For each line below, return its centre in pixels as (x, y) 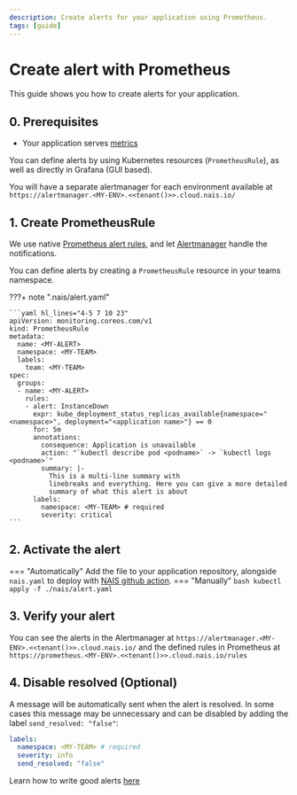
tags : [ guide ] (35, 26)
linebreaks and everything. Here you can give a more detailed (168, 484)
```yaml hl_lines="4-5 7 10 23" (69, 314)
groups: (31, 383)
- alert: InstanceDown (67, 407)
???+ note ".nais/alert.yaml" (59, 297)
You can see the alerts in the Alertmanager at (92, 637)
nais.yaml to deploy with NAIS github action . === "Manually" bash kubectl (145, 581)
